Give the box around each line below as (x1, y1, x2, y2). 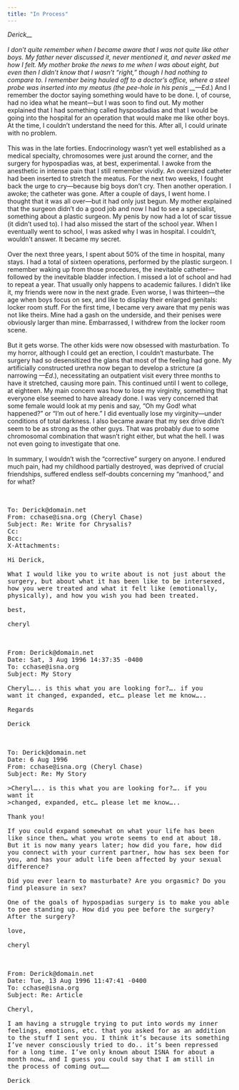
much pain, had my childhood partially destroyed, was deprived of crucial (7, 462, 224, 471)
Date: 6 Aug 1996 (7, 755, 68, 763)
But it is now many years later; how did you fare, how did (7, 841, 223, 849)
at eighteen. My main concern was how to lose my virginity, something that (7, 386, 228, 394)
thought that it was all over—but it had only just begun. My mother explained (7, 197, 232, 205)
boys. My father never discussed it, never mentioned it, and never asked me (7, 53, 232, 61)
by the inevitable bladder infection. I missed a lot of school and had (34, 272, 232, 281)
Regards (7, 706, 34, 713)
